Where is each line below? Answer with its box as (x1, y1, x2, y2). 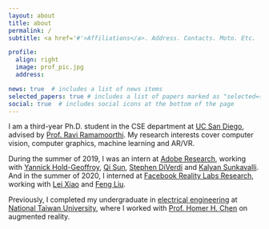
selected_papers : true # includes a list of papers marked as (8, 93, 220, 101)
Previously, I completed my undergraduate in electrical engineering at (8, 195, 238, 204)
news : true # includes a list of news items (8, 85, 163, 93)
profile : (8, 49, 38, 57)
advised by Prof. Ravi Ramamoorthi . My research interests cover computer (8, 130, 254, 140)
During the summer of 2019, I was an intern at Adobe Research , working (8, 154, 247, 164)
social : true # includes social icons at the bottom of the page (8, 100, 235, 108)
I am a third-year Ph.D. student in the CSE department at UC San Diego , (8, 121, 244, 132)
